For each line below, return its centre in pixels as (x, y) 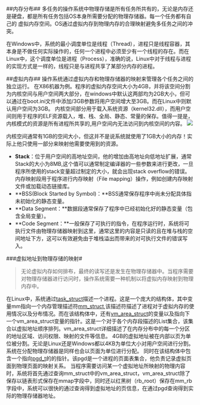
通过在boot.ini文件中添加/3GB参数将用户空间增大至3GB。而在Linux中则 (99, 101)
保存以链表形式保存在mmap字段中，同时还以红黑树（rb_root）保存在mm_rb (99, 381)
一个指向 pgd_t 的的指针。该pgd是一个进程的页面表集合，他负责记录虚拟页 (101, 358)
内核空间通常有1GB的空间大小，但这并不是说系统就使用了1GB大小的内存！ (97, 136)
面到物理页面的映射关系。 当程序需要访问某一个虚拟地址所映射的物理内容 (96, 366)
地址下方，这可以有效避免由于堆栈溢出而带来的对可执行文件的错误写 (104, 238)
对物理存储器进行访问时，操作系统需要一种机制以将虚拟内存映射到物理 (107, 279)
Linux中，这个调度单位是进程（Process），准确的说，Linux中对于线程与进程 (99, 59)
